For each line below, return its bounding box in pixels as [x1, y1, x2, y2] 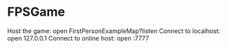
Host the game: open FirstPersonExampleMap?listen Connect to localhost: [7, 27, 221, 35]
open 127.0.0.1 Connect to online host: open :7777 [7, 34, 150, 42]
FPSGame [7, 4, 65, 20]
